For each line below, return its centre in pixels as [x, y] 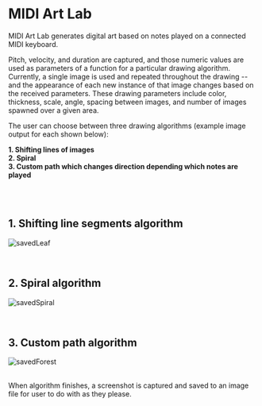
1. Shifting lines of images [52, 149]
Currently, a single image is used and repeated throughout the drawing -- [128, 76]
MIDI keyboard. [33, 44]
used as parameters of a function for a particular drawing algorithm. [119, 68]
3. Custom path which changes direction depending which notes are [123, 166]
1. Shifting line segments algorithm [96, 224]
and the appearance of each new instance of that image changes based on [131, 85]
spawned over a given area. [54, 110]
